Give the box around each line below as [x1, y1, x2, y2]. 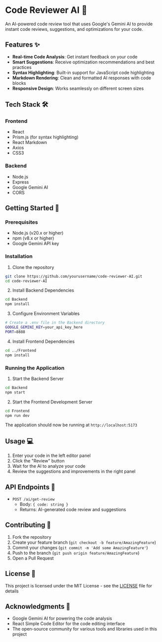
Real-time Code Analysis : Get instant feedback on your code [12, 54, 138, 60]
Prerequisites [5, 219, 38, 226]
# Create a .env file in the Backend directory [5, 320, 105, 325]
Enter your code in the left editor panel [12, 452, 91, 458]
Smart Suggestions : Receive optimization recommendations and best [12, 59, 155, 65]
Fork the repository [12, 534, 52, 540]
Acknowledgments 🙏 [5, 602, 71, 611]
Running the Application [5, 364, 65, 371]
